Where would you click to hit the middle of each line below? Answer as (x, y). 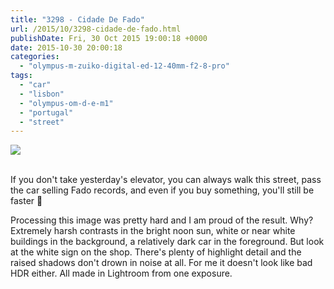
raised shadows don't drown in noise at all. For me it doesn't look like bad (161, 263)
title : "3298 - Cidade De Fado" (77, 19)
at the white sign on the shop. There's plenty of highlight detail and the (156, 252)
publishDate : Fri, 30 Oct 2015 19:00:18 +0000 (109, 38)
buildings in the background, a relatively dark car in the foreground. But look (167, 242)
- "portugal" (46, 112)
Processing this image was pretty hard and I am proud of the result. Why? (162, 220)
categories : (35, 57)
